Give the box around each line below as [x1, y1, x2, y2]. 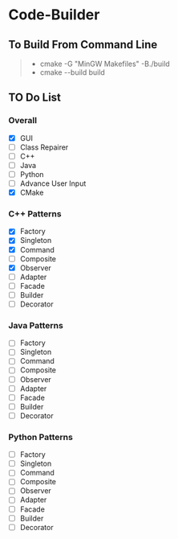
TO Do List [8, 91, 62, 105]
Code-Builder [8, 6, 100, 24]
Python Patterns [8, 431, 74, 442]
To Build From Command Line [8, 38, 158, 51]
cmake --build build [39, 68, 106, 77]
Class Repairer [19, 142, 69, 152]
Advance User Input [19, 179, 87, 188]
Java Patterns [8, 319, 64, 331]
